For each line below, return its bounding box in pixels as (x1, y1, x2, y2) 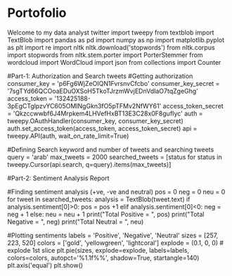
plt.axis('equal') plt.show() (7, 261, 83, 269)
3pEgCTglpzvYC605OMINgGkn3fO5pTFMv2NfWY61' (7, 101, 162, 110)
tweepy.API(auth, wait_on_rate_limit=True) (7, 132, 129, 140)
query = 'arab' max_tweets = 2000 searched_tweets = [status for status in (7, 153, 223, 161)
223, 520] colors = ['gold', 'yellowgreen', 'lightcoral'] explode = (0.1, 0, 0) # (7, 238, 224, 247)
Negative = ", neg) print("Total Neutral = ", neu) (7, 217, 144, 226)
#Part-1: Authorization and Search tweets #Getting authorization (7, 72, 193, 80)
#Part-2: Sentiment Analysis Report (7, 174, 110, 182)
